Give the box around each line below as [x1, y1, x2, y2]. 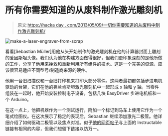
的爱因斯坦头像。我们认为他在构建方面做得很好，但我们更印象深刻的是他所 [5, 54, 158, 60]
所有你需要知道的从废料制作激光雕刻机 [5, 4, 163, 16]
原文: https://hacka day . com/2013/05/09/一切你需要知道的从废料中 [17, 22, 156, 28]
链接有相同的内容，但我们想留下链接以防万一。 [5, 126, 101, 132]
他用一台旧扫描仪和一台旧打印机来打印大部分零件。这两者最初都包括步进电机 [5, 78, 163, 84]
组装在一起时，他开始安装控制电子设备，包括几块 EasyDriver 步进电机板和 [5, 90, 157, 96]
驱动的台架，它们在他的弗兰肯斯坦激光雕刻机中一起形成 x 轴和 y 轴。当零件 [5, 84, 160, 90]
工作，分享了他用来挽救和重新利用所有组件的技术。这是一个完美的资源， [9, 61, 158, 67]
